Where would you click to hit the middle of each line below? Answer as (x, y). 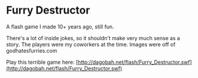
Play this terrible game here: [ (42, 62)
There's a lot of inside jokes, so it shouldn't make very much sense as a (93, 38)
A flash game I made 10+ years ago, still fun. (60, 27)
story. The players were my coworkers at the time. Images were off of (91, 44)
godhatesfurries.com (32, 50)
